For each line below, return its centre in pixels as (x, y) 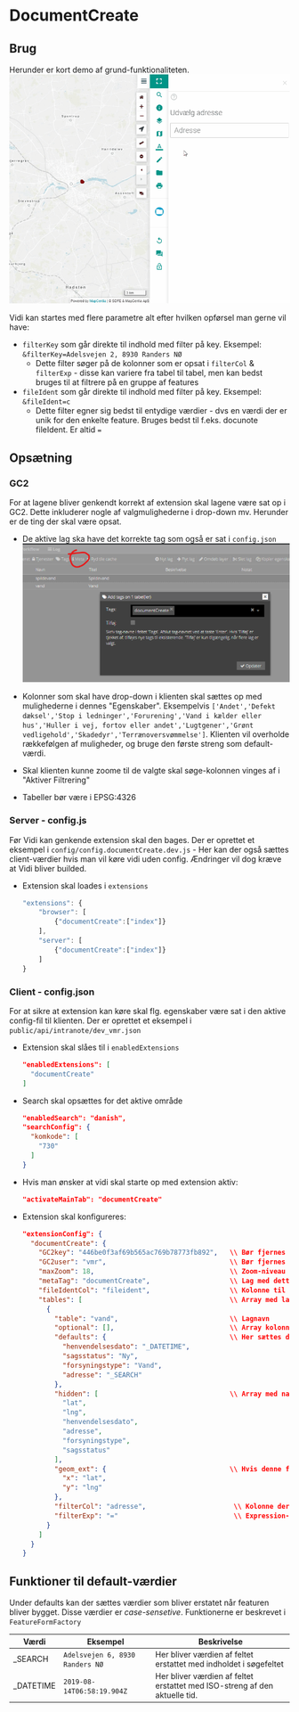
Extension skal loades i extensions (85, 885)
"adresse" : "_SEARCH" (102, 1375)
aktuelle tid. (177, 1695)
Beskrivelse (221, 1642)
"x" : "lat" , (84, 1479)
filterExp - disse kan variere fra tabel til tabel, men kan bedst (149, 373)
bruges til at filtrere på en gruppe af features (117, 382)
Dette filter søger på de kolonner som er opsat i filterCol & (145, 364)
